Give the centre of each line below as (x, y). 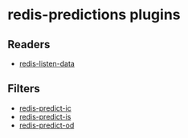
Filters (24, 89)
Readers (29, 45)
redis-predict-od (47, 125)
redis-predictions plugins (94, 15)
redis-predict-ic (45, 108)
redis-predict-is (45, 116)
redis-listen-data (47, 63)
